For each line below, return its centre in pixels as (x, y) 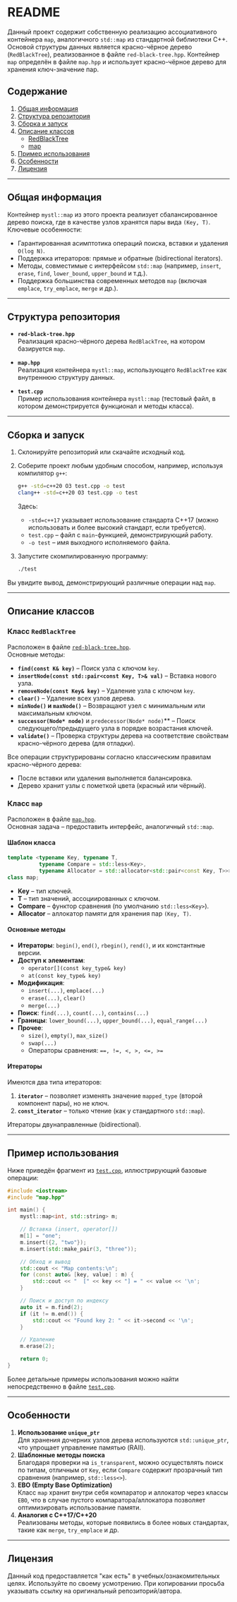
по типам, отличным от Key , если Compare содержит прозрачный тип (120, 1470)
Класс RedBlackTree (42, 631)
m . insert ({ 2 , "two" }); (53, 1242)
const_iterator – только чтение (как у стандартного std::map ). (111, 1111)
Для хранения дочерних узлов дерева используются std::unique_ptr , (123, 1440)
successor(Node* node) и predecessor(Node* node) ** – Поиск (107, 720)
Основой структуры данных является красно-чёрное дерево (100, 47)
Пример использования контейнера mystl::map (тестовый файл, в (117, 399)
